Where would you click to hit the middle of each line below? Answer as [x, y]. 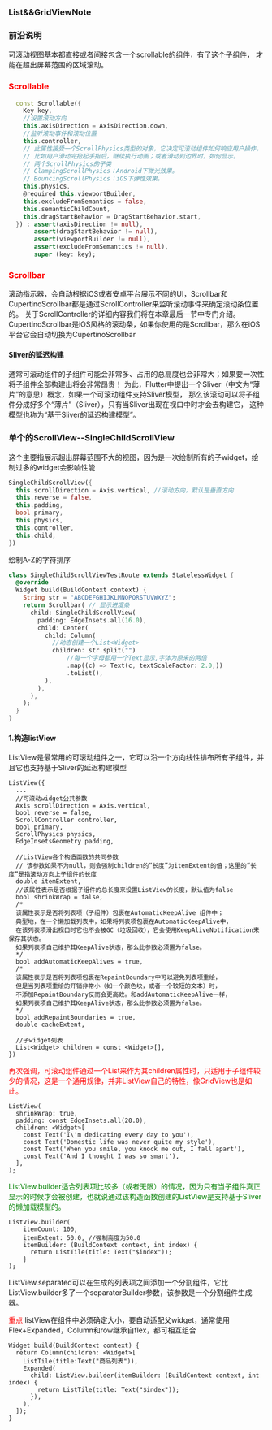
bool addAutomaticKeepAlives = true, [80, 962]
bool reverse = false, [54, 813]
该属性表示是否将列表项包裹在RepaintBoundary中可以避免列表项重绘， [119, 977]
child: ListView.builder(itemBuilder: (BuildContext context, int [145, 1376]
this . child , [36, 535]
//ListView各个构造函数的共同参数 [67, 857]
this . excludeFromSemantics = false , [85, 201]
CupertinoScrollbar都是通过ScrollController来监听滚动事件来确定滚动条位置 [134, 304]
